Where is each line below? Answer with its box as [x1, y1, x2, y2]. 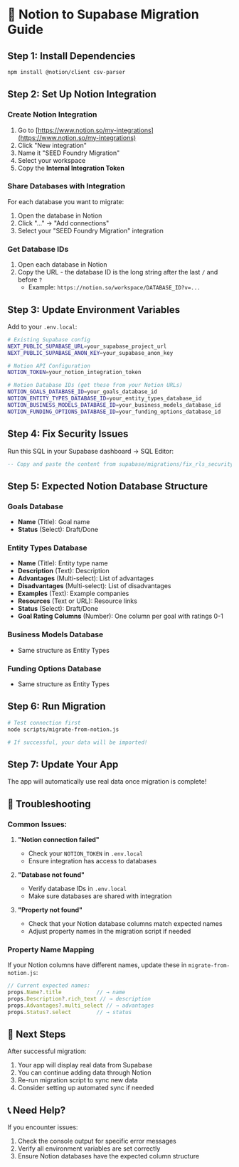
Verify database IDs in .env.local [28, 884, 127, 892]
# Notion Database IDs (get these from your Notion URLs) [7, 382, 183, 389]
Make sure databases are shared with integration [28, 892, 172, 900]
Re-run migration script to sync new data [17, 1076, 138, 1085]
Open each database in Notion [17, 260, 108, 269]
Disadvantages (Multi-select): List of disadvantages [17, 582, 171, 590]
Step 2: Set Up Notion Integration [7, 88, 156, 100]
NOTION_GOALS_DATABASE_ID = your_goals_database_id [7, 388, 158, 395]
